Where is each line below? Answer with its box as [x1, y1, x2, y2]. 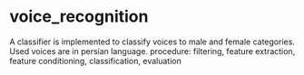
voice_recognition [9, 6, 149, 27]
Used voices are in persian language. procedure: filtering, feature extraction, [9, 45, 296, 56]
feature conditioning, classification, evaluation [9, 55, 181, 66]
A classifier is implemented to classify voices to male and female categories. [9, 36, 295, 47]
